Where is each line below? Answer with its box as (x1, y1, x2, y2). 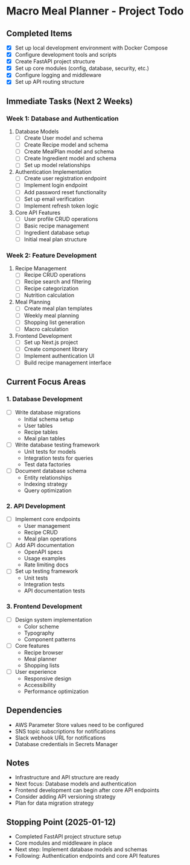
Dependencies (6, 705, 62, 715)
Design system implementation (14, 616, 92, 623)
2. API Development (6, 502, 66, 510)
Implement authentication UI (24, 352, 95, 360)
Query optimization (24, 487, 72, 494)
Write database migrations (14, 408, 81, 416)
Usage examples (24, 555, 66, 562)
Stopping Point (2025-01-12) (6, 817, 116, 827)
